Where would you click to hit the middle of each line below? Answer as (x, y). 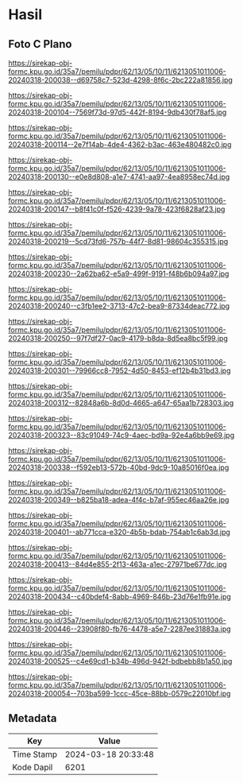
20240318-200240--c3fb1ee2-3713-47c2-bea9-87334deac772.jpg (119, 306)
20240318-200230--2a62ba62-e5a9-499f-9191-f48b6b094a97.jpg (119, 273)
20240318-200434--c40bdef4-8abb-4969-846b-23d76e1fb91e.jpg (120, 597)
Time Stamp (35, 754)
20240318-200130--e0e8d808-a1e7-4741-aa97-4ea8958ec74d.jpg (119, 177)
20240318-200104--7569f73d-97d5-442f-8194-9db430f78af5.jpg (118, 112)
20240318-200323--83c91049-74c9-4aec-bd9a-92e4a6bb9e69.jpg (121, 435)
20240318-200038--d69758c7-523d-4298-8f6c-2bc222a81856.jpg (120, 80)
